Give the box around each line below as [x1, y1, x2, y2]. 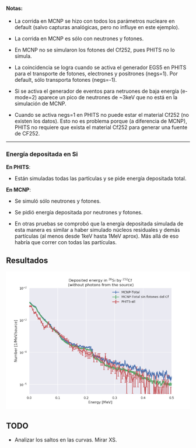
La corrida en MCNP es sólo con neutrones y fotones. [14, 35, 144, 42]
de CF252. [14, 130, 40, 137]
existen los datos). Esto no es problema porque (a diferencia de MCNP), [14, 117, 188, 125]
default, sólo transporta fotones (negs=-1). [14, 77, 117, 84]
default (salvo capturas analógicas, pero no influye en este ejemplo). [14, 24, 180, 31]
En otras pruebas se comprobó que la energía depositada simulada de [14, 220, 184, 227]
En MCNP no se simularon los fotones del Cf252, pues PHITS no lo [14, 47, 175, 54]
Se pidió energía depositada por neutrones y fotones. [14, 209, 143, 216]
